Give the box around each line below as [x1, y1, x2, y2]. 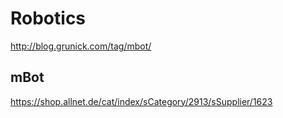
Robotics [10, 7, 87, 30]
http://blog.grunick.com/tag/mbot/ [10, 40, 152, 52]
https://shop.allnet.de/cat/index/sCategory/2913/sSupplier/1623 [10, 95, 273, 107]
